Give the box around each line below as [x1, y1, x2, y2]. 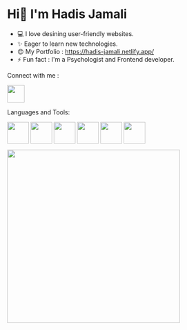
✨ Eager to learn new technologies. [17, 40, 118, 48]
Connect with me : [7, 71, 59, 79]
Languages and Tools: [7, 107, 70, 116]
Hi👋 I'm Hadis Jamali [7, 6, 128, 22]
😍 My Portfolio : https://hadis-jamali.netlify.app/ [17, 47, 155, 55]
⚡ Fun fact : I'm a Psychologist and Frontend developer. [17, 55, 175, 63]
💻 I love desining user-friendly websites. [17, 29, 134, 37]
